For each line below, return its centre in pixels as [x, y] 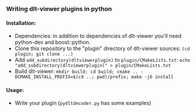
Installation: [21, 23]
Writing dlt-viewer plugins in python [59, 9]
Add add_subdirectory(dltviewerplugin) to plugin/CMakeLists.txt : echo [102, 60]
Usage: [15, 90]
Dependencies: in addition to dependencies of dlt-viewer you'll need [98, 36]
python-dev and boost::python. [53, 42]
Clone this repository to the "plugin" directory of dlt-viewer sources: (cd [102, 48]
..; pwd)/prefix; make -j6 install [130, 77]
